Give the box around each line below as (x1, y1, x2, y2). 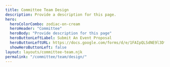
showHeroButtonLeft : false (10, 45, 67, 50)
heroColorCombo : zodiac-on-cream (10, 21, 80, 27)
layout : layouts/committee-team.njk (5, 49, 82, 54)
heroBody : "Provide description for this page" (10, 31, 112, 36)
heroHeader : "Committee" (10, 26, 62, 31)
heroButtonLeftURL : (10, 40, 51, 45)
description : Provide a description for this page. (5, 12, 116, 17)
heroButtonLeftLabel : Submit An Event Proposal (10, 36, 112, 41)
